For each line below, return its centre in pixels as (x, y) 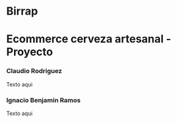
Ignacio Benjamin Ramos (43, 100)
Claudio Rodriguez (34, 71)
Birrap (22, 11)
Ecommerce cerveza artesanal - (89, 39)
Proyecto (30, 52)
